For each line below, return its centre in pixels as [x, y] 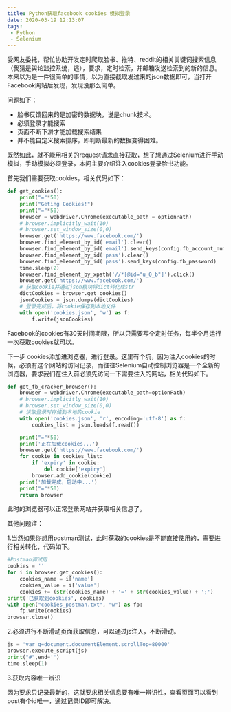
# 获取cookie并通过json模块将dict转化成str [77, 287]
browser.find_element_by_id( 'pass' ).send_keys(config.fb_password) [118, 261]
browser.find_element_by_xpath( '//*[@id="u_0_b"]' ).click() [107, 274]
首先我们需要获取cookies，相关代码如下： [66, 178]
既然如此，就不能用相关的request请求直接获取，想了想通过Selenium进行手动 [115, 155]
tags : [15, 26]
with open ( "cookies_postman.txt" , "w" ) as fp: [75, 605]
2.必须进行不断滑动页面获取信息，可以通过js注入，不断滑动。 [93, 632]
